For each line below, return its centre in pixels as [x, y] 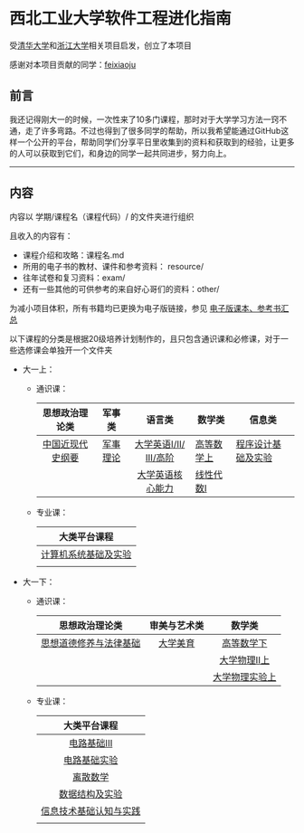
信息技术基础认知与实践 [90, 810]
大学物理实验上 [244, 677]
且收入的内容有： [41, 235]
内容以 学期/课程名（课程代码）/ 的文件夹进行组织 [102, 216]
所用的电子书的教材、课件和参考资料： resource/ [113, 266]
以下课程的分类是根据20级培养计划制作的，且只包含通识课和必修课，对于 [145, 338]
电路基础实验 [90, 760]
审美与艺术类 [176, 625]
